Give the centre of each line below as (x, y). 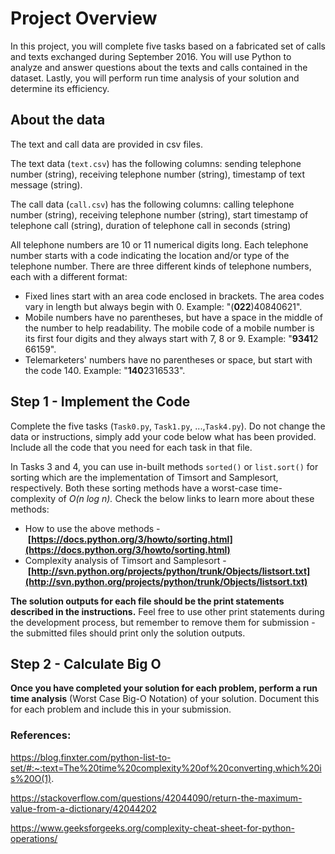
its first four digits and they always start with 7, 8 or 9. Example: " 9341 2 (171, 338)
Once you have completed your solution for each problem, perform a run (164, 688)
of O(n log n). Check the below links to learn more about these (186, 498)
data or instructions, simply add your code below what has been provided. (163, 436)
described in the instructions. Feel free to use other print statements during (167, 611)
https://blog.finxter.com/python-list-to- (91, 757)
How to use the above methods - (92, 528)
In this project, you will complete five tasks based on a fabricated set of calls (168, 46)
